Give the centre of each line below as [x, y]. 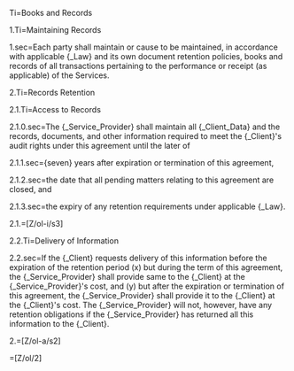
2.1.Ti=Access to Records [55, 109]
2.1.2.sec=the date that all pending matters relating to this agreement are [142, 180]
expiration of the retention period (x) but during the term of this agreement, [146, 267]
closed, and [31, 189]
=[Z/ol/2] [26, 358]
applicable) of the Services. [59, 75]
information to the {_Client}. [59, 324]
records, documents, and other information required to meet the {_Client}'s [145, 136]
